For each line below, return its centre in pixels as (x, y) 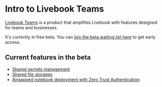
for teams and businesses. (32, 27)
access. (13, 42)
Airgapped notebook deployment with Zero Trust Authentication (76, 79)
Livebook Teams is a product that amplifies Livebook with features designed (81, 22)
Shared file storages (32, 74)
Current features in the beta (48, 58)
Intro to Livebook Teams (55, 9)
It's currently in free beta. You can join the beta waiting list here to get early (80, 37)
